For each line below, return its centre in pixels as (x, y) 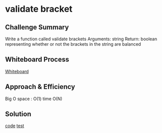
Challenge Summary (37, 27)
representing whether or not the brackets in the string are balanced (73, 44)
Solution (18, 114)
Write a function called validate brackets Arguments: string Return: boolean (81, 39)
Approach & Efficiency (40, 87)
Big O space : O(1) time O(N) (34, 99)
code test (15, 126)
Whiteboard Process (37, 60)
